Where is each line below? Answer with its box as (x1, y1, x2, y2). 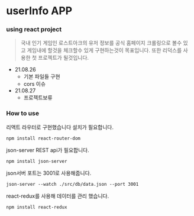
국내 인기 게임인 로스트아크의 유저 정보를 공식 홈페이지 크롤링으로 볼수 (20, 40, 182, 47)
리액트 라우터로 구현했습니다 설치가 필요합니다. (6, 123, 114, 131)
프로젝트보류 (23, 94, 53, 101)
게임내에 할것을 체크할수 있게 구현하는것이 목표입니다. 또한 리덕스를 (27, 47, 182, 54)
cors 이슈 (23, 80, 46, 88)
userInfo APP (6, 4, 73, 18)
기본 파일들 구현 (23, 73, 60, 80)
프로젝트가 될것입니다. (38, 54, 89, 62)
